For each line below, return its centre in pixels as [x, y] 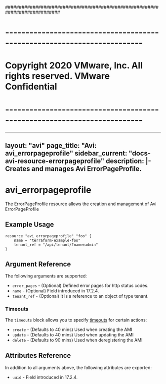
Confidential [31, 87]
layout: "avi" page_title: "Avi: [51, 145]
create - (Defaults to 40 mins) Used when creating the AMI [72, 329]
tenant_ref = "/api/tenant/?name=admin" [56, 245]
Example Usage [30, 225]
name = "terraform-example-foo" [47, 240]
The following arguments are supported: [46, 276]
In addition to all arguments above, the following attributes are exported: [79, 367]
